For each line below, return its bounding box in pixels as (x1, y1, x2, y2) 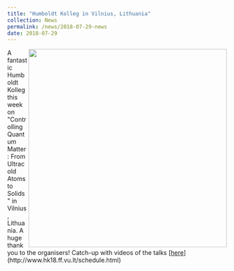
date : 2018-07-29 (7, 29, 58, 37)
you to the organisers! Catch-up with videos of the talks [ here (7, 249, 185, 257)
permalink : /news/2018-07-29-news (7, 23, 108, 30)
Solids (7, 189, 26, 198)
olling (7, 123, 23, 131)
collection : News (7, 17, 58, 24)
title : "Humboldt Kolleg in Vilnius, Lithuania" (7, 10, 151, 17)
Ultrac (7, 160, 25, 168)
